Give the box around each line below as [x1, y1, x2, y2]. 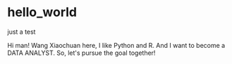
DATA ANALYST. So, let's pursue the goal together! [7, 49, 156, 57]
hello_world [7, 4, 78, 20]
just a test [7, 27, 36, 36]
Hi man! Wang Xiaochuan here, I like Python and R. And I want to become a [7, 41, 226, 49]
